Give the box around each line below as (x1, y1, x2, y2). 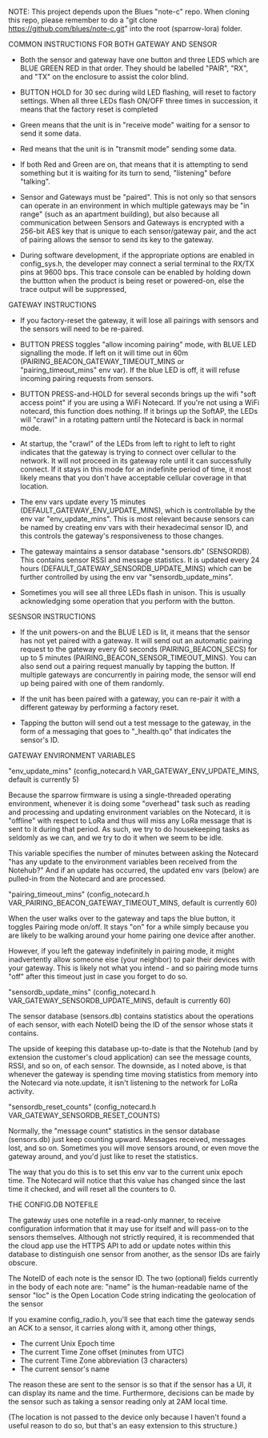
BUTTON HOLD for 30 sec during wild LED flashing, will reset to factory (19, 87, 257, 97)
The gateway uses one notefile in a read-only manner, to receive (8, 1215, 222, 1225)
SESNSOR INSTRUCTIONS (8, 612, 96, 621)
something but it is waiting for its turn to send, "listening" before (19, 168, 232, 177)
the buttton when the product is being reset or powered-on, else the (19, 276, 245, 286)
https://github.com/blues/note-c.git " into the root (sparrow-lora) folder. (8, 24, 242, 33)
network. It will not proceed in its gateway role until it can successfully (19, 456, 252, 465)
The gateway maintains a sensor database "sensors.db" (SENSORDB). (19, 547, 252, 556)
